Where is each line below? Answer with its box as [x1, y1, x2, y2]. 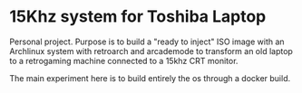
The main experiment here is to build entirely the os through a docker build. [9, 72, 291, 83]
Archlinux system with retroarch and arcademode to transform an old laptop [9, 45, 293, 56]
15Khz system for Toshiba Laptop [9, 6, 267, 27]
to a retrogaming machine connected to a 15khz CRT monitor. [9, 55, 239, 66]
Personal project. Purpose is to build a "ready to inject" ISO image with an [9, 36, 285, 47]
